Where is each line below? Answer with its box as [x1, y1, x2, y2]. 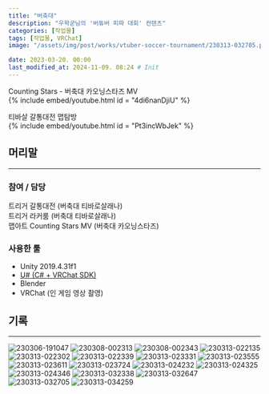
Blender [19, 279, 46, 288]
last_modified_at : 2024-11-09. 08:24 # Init [8, 63, 159, 72]
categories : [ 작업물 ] [8, 26, 76, 34]
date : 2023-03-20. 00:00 [8, 56, 91, 64]
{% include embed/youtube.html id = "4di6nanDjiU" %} [8, 95, 191, 105]
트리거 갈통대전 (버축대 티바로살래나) [8, 201, 123, 211]
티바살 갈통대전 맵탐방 [8, 111, 78, 121]
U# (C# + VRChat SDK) [19, 270, 97, 280]
